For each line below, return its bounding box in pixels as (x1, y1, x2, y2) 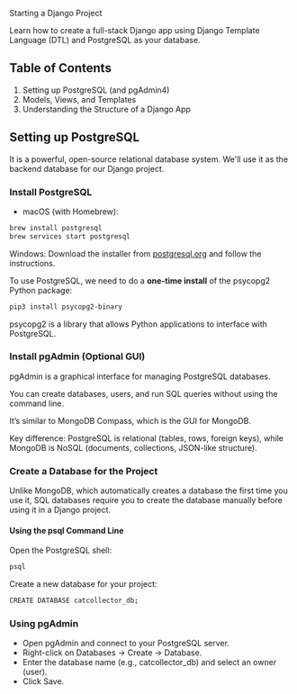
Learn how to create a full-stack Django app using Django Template (9, 25, 260, 35)
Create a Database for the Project (9, 464, 158, 477)
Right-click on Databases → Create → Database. (22, 647, 202, 658)
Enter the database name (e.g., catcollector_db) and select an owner (22, 657, 277, 668)
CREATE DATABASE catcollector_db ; (9, 596, 139, 606)
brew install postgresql (9, 223, 103, 232)
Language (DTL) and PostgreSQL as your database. (9, 35, 201, 45)
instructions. (9, 257, 56, 268)
